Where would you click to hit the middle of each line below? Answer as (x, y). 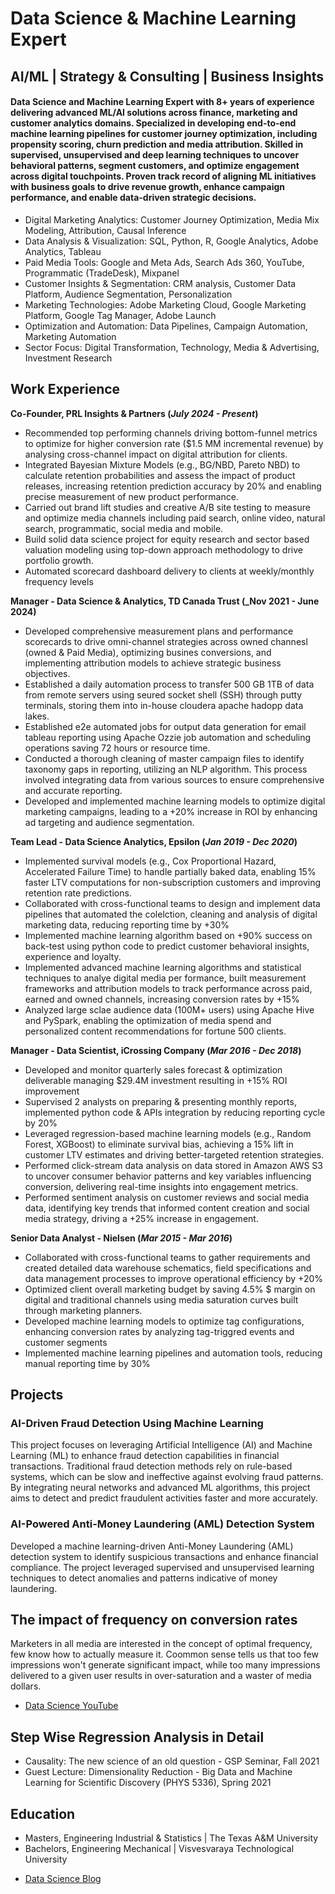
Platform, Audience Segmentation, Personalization (128, 294)
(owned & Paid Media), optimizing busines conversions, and (148, 652)
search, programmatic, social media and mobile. (124, 528)
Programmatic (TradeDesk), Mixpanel (102, 273)
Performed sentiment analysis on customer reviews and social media (167, 1197)
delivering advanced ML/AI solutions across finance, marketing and (154, 113)
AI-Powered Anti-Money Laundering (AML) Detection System (162, 1524)
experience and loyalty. (73, 956)
